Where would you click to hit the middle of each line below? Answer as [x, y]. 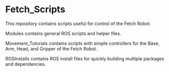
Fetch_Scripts [35, 9]
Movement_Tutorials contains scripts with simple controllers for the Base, [82, 43]
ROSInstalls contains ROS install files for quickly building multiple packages [85, 58]
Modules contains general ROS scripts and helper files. [63, 33]
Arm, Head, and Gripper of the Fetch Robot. [51, 49]
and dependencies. [26, 64]
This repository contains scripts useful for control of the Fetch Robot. [78, 23]
